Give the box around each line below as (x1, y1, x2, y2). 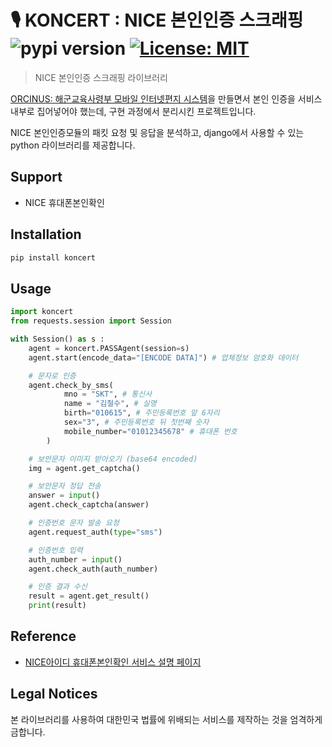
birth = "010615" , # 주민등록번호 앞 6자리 (63, 408, 220, 418)
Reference (10, 628, 77, 645)
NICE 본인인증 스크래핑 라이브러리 (34, 71, 168, 83)
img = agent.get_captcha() (28, 463, 141, 473)
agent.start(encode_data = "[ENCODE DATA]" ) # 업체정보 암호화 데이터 (28, 352, 299, 363)
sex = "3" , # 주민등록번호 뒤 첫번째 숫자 (63, 417, 210, 427)
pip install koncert (10, 252, 97, 263)
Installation (10, 226, 82, 243)
